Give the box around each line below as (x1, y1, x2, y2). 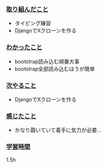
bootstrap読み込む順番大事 (14, 58, 80, 65)
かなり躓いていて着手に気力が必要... (14, 127, 102, 134)
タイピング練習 (14, 19, 51, 27)
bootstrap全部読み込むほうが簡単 (14, 65, 95, 72)
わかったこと (6, 43, 43, 51)
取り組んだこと (6, 5, 49, 13)
